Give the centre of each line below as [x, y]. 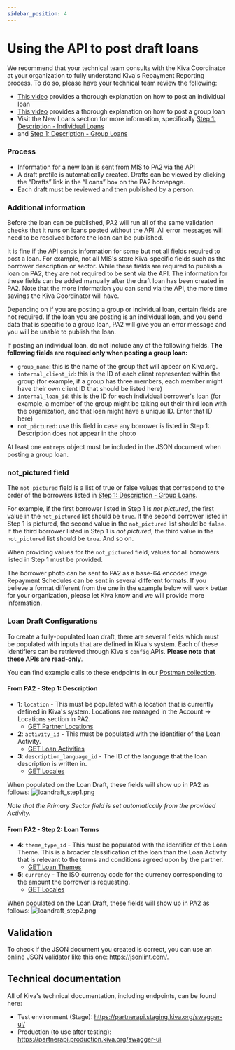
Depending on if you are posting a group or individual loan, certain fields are [117, 310]
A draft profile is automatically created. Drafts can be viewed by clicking [121, 174]
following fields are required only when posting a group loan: [98, 353]
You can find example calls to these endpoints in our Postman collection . [112, 672]
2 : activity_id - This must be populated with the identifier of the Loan [119, 734]
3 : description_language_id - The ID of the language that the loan [112, 756]
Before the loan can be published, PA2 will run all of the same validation [111, 223]
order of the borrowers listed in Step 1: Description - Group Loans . [102, 496]
